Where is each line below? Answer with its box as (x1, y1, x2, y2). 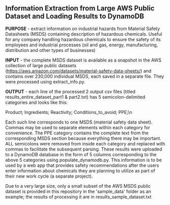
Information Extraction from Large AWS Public (5, 4, 155, 13)
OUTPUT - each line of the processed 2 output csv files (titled (5, 89, 136, 95)
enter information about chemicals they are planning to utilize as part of (5, 167, 155, 173)
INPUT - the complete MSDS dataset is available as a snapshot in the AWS (5, 57, 162, 63)
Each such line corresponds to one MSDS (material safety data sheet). (5, 119, 153, 125)
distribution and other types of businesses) (5, 47, 96, 53)
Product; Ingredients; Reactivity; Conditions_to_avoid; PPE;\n (5, 109, 132, 115)
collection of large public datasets (5, 62, 76, 68)
